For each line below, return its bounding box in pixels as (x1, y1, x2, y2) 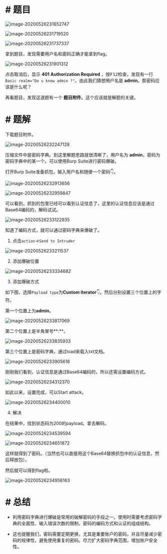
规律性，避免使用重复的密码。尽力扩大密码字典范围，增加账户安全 (21, 537, 158, 543)
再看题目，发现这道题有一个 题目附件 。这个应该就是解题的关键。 (5, 94, 138, 100)
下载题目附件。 (5, 131, 36, 137)
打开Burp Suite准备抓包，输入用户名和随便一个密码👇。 (5, 169, 118, 175)
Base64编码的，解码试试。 (5, 206, 61, 213)
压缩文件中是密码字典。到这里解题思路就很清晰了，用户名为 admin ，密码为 (5, 152, 160, 158)
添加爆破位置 (12, 258, 39, 264)
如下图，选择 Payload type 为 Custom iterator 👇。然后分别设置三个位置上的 (5, 289, 157, 295)
